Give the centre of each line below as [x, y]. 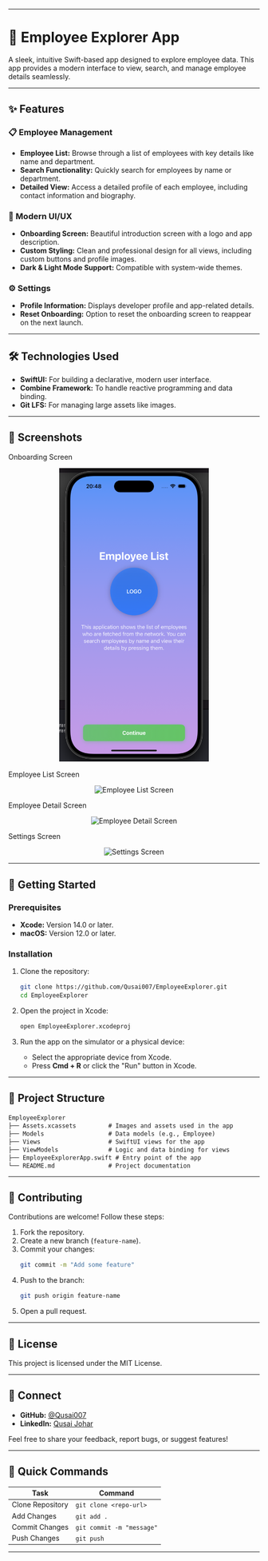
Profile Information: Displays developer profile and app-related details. [137, 305]
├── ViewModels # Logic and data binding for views [119, 1150]
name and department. [57, 162]
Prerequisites [35, 907]
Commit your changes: [57, 1249]
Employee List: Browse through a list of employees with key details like [137, 153]
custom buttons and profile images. [78, 259]
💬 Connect [35, 1396]
